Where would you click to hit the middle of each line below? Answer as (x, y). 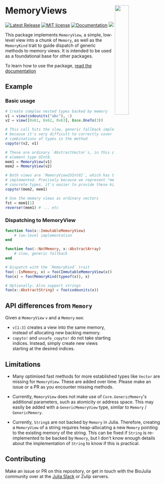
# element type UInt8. (29, 157)
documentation (21, 71)
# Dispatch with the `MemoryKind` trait (48, 267)
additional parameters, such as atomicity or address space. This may (83, 402)
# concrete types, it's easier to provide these (56, 185)
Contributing (25, 459)
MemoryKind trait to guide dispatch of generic (50, 45)
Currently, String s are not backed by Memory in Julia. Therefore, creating (86, 422)
